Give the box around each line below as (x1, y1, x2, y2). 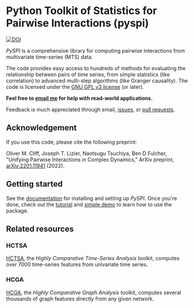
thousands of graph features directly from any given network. (6, 295, 154, 302)
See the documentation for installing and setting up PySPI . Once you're (6, 195, 177, 202)
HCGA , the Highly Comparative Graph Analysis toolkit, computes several (6, 289, 181, 296)
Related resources (6, 224, 74, 234)
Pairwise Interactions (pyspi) (6, 16, 149, 30)
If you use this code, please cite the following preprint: (6, 139, 137, 146)
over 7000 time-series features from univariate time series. (6, 261, 148, 268)
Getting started (6, 179, 63, 189)
